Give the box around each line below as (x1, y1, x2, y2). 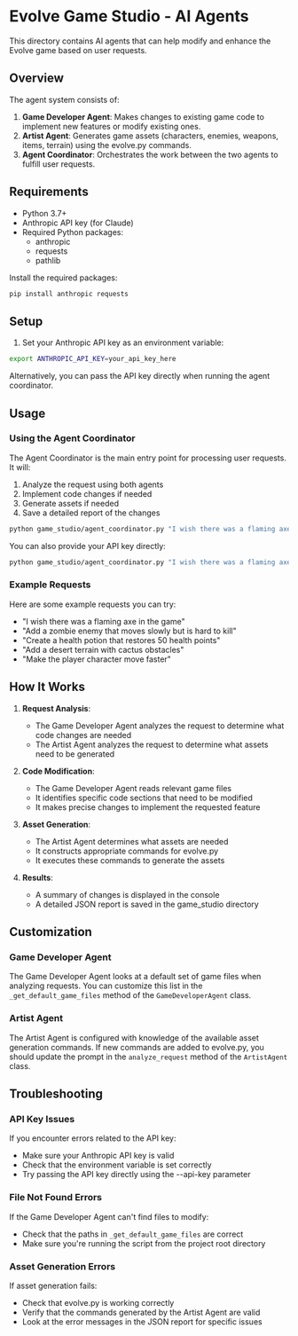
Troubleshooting (9, 1087, 104, 1102)
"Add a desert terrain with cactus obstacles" (21, 644, 184, 655)
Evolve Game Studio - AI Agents (9, 6, 250, 27)
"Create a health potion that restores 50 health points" (21, 634, 221, 645)
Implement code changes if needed (21, 488, 153, 499)
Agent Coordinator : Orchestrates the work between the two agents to (21, 149, 278, 160)
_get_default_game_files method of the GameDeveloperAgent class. (9, 990, 252, 1001)
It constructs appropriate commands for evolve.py (35, 845, 219, 856)
